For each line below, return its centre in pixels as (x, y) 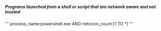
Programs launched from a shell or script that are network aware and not (80, 7)
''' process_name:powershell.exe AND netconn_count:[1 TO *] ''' (69, 23)
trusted (13, 11)
